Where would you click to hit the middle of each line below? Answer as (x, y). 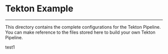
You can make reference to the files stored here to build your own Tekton (80, 32)
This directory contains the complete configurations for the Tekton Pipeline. (83, 27)
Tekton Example (39, 9)
